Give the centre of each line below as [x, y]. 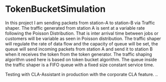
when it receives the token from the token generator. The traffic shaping [79, 54]
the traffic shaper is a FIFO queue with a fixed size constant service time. [80, 65]
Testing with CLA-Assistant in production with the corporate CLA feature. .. [82, 74]
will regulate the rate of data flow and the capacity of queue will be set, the [82, 43]
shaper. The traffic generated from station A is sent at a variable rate [75, 28]
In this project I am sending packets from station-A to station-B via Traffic [80, 23]
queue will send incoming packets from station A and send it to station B [79, 49]
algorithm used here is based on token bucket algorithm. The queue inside [81, 59]
